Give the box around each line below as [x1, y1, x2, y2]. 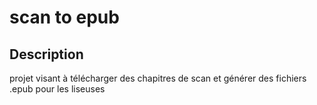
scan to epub [9, 6, 120, 29]
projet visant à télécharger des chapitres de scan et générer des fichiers [9, 72, 307, 84]
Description [9, 46, 84, 63]
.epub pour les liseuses [9, 83, 106, 95]
